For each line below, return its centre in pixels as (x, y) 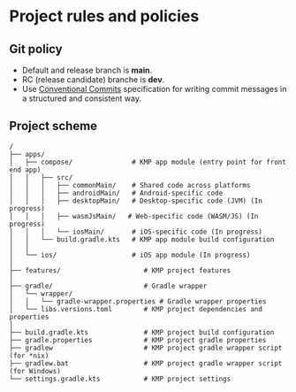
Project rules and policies (104, 16)
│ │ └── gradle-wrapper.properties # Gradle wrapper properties (138, 301)
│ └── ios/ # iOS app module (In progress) (130, 255)
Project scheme (53, 126)
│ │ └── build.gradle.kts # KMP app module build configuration (142, 239)
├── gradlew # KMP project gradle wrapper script (146, 348)
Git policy (36, 49)
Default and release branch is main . (87, 70)
